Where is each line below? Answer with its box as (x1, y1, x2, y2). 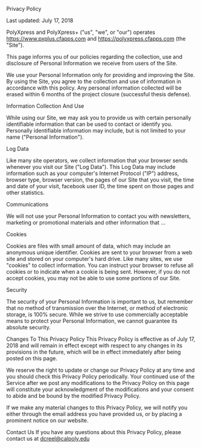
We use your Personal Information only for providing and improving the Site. (6, 71, 195, 78)
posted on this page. (6, 355, 58, 362)
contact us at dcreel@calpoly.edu (6, 435, 90, 442)
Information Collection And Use (6, 102, 85, 110)
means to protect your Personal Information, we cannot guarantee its (6, 317, 178, 324)
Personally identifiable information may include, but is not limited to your (6, 127, 186, 134)
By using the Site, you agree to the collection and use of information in (6, 78, 181, 85)
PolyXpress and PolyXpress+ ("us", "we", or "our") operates (6, 28, 156, 36)
